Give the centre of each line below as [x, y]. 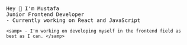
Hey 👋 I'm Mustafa [33, 9]
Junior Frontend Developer [45, 15]
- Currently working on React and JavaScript [73, 20]
